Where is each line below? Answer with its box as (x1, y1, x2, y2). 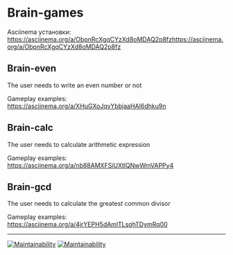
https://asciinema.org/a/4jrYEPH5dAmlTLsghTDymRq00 (7, 220, 168, 229)
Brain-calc (7, 122, 53, 134)
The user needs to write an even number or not (7, 81, 142, 89)
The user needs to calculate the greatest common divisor (7, 200, 171, 208)
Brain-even (7, 62, 57, 74)
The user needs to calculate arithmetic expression (7, 140, 150, 148)
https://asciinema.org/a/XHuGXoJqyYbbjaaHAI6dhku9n (7, 102, 166, 110)
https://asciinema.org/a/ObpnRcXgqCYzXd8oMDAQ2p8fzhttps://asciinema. (7, 35, 224, 43)
